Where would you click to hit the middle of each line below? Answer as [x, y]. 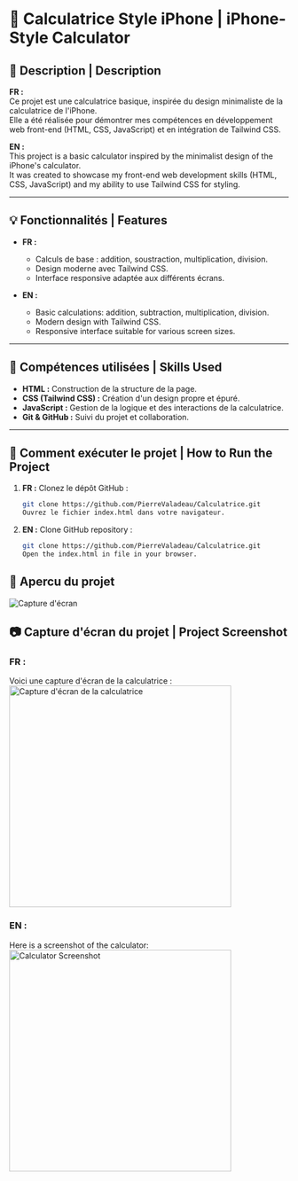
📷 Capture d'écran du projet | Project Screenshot [149, 633]
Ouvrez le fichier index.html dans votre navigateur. [123, 513]
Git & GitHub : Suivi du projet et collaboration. [105, 417]
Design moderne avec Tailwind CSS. [102, 268]
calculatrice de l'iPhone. [53, 110]
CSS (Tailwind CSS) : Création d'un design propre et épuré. [131, 398]
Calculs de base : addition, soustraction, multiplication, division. [152, 259]
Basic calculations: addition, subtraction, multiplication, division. [152, 312]
